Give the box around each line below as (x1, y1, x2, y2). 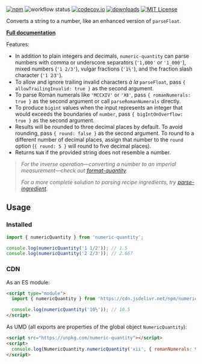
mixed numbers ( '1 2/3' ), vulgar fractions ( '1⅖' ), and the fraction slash (14, 65, 192, 72)
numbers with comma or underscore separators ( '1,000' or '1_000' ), (14, 59, 186, 66)
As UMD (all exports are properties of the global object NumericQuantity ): (6, 323, 188, 331)
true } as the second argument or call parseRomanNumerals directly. (14, 98, 182, 105)
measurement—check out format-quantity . (20, 167, 128, 174)
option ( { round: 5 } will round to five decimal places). (14, 142, 151, 149)
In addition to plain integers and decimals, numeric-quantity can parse (14, 52, 189, 60)
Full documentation (6, 29, 56, 36)
